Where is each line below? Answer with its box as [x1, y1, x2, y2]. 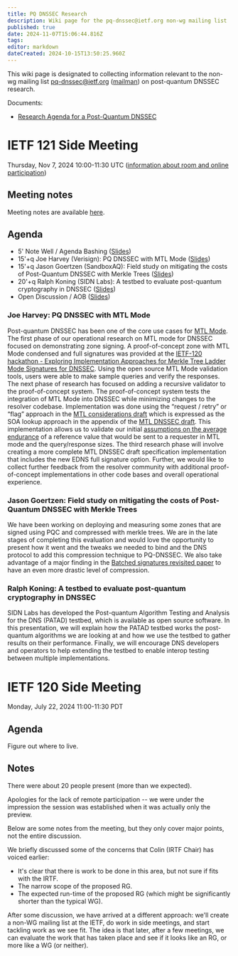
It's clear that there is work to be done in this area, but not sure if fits [17, 866, 219, 875]
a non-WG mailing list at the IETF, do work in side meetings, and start [7, 918, 210, 927]
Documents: [7, 98, 43, 107]
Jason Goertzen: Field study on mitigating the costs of [7, 495, 199, 505]
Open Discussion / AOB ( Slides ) [17, 292, 111, 301]
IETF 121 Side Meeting [7, 137, 139, 154]
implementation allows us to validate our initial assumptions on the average [7, 425, 227, 433]
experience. [7, 477, 43, 486]
